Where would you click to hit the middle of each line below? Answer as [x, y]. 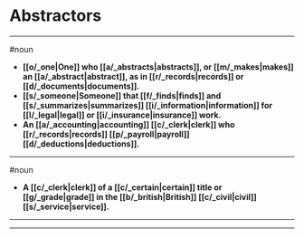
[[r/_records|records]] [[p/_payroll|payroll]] [106, 134]
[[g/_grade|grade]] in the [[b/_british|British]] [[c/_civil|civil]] [140, 196]
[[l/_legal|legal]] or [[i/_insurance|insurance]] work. [122, 115]
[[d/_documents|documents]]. [81, 86]
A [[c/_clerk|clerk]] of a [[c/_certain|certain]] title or [122, 187]
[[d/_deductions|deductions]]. [81, 143]
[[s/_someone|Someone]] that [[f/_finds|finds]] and [122, 95]
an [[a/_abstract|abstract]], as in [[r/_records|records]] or [133, 76]
